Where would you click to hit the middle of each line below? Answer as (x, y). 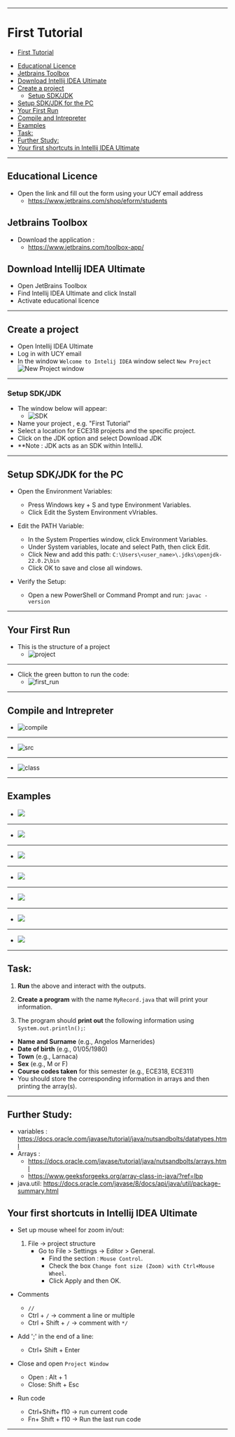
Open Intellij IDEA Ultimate (55, 346)
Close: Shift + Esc (54, 1384)
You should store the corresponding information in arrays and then (113, 1078)
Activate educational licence (58, 301)
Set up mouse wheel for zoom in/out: (71, 1230)
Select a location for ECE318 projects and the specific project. (106, 431)
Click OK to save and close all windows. (85, 568)
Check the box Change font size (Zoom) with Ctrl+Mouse (131, 1266)
